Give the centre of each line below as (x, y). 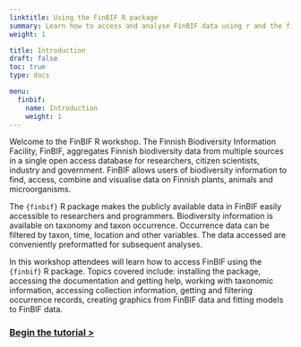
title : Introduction (48, 50)
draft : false (34, 59)
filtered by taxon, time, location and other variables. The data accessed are (148, 235)
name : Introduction (62, 108)
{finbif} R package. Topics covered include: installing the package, (135, 271)
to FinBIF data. (36, 309)
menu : (19, 91)
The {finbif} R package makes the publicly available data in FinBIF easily (146, 207)
